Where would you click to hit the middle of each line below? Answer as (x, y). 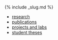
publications (24, 22)
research (21, 17)
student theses (27, 32)
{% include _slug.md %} (29, 7)
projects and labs (29, 27)
